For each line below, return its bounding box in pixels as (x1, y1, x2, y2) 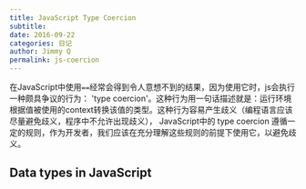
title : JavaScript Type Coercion (9, 13, 137, 23)
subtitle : (9, 22, 47, 31)
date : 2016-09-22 (9, 30, 76, 39)
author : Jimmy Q (9, 47, 71, 56)
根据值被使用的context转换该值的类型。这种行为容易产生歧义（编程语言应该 (9, 104, 293, 114)
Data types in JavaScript (9, 165, 152, 181)
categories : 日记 (9, 38, 73, 48)
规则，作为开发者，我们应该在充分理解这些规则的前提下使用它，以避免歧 (25, 127, 297, 137)
